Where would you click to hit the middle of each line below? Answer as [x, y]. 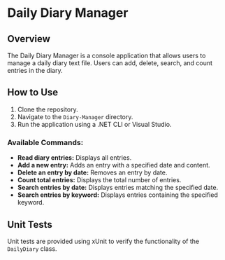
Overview [29, 39]
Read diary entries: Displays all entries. [74, 158]
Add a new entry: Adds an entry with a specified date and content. [114, 165]
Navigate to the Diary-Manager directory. [75, 116]
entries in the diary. [35, 70]
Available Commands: [45, 142]
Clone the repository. [48, 109]
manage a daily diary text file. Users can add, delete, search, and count [110, 63]
